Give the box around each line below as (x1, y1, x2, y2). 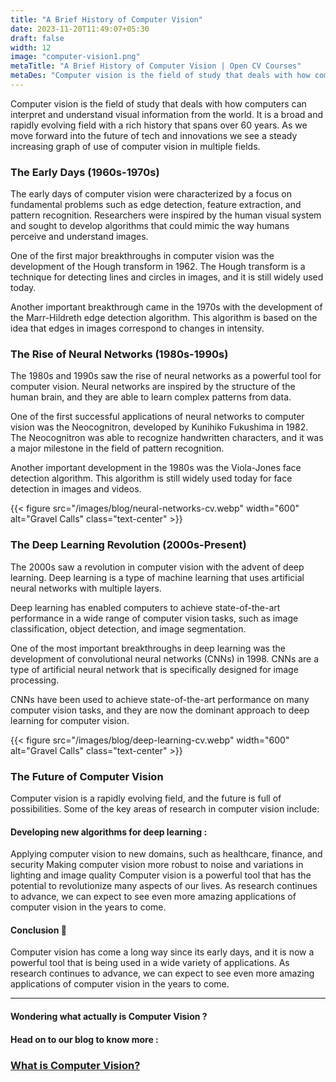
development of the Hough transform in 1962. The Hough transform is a (10, 261, 306, 273)
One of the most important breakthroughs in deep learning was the (10, 642, 286, 654)
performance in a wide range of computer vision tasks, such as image (10, 612, 299, 624)
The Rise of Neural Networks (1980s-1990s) (10, 347, 229, 361)
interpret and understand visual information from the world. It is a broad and (10, 108, 324, 120)
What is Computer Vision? (10, 1058, 141, 1072)
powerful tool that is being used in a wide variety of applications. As (10, 957, 290, 969)
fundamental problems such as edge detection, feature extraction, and (10, 199, 302, 211)
